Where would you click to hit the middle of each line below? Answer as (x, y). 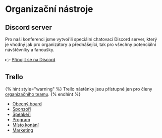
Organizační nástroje (49, 9)
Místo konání (25, 125)
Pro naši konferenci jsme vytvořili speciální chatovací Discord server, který (81, 39)
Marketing (23, 130)
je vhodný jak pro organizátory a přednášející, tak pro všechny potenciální (81, 45)
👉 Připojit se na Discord (30, 60)
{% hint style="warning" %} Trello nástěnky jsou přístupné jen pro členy (79, 89)
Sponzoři (22, 109)
